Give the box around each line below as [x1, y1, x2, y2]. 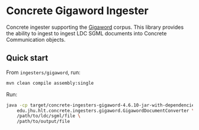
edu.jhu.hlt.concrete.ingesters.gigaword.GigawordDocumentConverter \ [17, 108, 195, 114]
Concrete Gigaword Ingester [6, 4, 149, 18]
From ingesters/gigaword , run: [6, 69, 81, 76]
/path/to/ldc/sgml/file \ [17, 113, 81, 119]
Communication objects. [6, 36, 66, 43]
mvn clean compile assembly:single [6, 80, 94, 86]
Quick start [6, 53, 49, 63]
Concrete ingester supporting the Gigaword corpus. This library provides [6, 24, 184, 31]
